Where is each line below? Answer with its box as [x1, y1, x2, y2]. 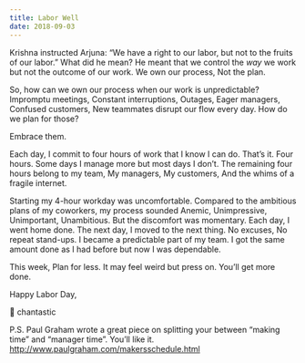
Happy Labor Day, [9, 288, 77, 299]
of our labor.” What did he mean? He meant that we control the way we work [9, 57, 297, 67]
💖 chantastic [9, 306, 56, 317]
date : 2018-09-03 [9, 22, 76, 31]
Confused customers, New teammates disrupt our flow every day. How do [9, 103, 289, 114]
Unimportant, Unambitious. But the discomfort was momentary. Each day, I [9, 214, 290, 225]
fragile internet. [9, 177, 67, 188]
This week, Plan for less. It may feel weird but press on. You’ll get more [9, 261, 276, 272]
